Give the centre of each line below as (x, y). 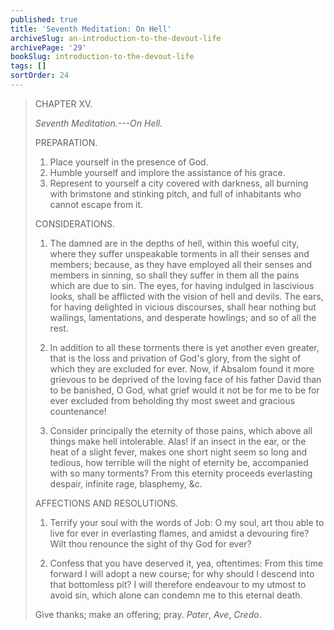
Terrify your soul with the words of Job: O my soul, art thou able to (187, 522)
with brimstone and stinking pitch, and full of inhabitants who (175, 193)
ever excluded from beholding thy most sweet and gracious (172, 400)
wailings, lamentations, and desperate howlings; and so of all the (183, 317)
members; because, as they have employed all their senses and (181, 264)
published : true (44, 19)
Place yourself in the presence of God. (129, 162)
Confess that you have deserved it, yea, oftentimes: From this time (186, 563)
